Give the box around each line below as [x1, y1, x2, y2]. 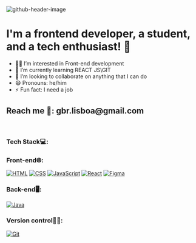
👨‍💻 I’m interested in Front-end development [15, 59, 124, 67]
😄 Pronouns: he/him [15, 79, 67, 86]
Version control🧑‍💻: [6, 216, 63, 225]
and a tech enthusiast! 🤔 [6, 40, 131, 54]
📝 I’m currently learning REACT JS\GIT [15, 66, 111, 73]
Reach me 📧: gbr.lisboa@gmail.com [6, 106, 144, 116]
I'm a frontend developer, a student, [6, 27, 191, 41]
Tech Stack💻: [6, 137, 49, 145]
